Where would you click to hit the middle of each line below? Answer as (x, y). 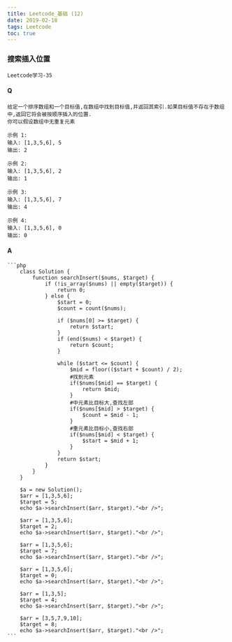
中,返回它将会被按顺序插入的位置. (50, 114)
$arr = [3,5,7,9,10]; (51, 618)
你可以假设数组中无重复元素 (41, 122)
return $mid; (101, 389)
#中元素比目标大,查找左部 (102, 403)
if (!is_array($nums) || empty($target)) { (109, 284)
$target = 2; (39, 526)
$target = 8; (39, 624)
